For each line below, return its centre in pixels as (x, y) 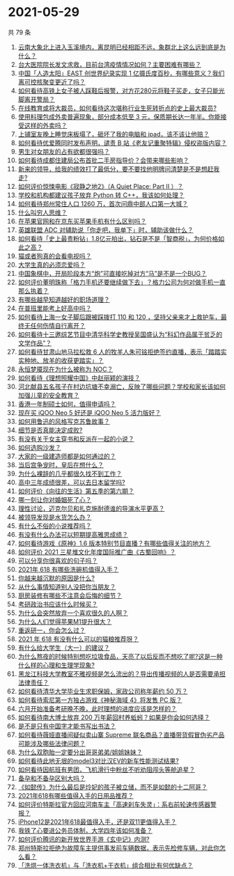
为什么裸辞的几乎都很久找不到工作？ (70, 474)
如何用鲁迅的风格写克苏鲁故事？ (64, 421)
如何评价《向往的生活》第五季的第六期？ (76, 491)
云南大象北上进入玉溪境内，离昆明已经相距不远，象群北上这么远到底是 (119, 47)
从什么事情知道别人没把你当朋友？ (67, 586)
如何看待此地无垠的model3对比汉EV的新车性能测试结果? (99, 760)
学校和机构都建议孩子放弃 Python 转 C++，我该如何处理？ (101, 195)
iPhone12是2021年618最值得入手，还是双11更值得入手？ (97, 822)
